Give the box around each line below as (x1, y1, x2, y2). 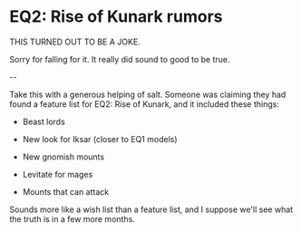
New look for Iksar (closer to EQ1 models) (22, 133, 179, 144)
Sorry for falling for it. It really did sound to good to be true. (9, 53, 230, 64)
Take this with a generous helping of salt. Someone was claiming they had (9, 89, 286, 100)
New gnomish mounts (22, 151, 105, 162)
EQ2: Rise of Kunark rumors (9, 6, 223, 27)
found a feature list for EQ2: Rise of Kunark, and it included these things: (9, 98, 279, 110)
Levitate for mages (22, 169, 93, 179)
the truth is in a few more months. (9, 213, 136, 224)
